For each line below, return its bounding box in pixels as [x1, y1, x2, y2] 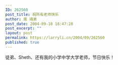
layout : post [5, 30, 33, 35]
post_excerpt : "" [5, 26, 42, 31]
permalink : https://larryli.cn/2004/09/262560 [5, 35, 105, 40]
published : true [5, 40, 39, 45]
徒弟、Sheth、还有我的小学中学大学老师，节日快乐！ [5, 54, 115, 60]
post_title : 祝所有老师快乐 [5, 12, 59, 17]
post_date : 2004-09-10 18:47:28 [5, 21, 73, 26]
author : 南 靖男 [5, 16, 37, 21]
